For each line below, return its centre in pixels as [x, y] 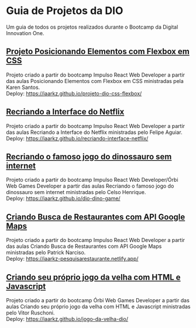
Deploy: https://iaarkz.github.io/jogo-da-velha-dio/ [67, 319]
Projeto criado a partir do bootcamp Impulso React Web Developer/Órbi [92, 180]
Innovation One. [25, 33]
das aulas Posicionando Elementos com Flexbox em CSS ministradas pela [95, 81]
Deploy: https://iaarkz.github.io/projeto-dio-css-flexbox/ [74, 93]
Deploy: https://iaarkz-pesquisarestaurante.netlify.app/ [72, 259]
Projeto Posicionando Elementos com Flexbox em [98, 52]
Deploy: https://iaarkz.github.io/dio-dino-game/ [63, 198]
